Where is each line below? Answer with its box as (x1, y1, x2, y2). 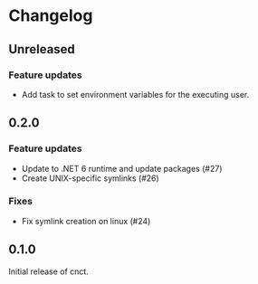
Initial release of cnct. (8, 266, 90, 277)
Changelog (8, 5, 93, 26)
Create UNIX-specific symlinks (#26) (21, 173, 159, 184)
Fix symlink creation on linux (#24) (21, 215, 151, 226)
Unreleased (8, 42, 76, 57)
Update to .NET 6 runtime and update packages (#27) (21, 163, 223, 174)
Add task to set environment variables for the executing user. (21, 89, 250, 99)
